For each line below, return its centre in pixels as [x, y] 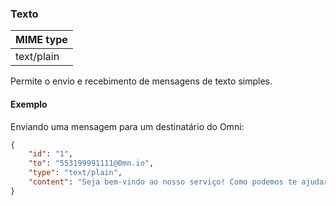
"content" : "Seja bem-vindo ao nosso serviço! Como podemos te [163, 182]
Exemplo [29, 104]
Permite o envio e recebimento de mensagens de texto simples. [141, 81]
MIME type [41, 40]
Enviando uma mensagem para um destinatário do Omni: [127, 126]
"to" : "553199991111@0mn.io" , [91, 163]
